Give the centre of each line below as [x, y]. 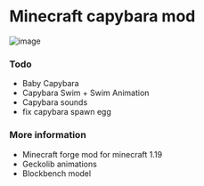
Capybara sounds [55, 102]
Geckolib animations [60, 164]
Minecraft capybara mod [102, 16]
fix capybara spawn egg [66, 112]
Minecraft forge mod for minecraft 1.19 [92, 154]
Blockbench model [57, 173]
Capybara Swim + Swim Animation [86, 93]
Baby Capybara [50, 84]
